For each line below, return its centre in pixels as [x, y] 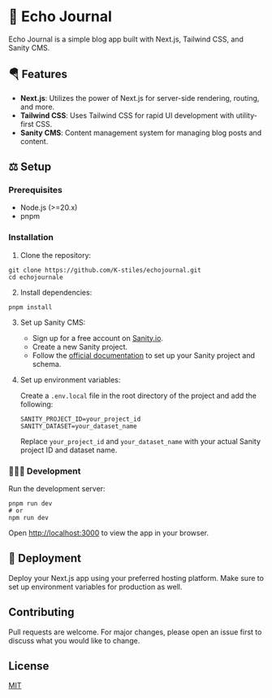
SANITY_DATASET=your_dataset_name [78, 426]
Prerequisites [35, 190]
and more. [37, 107]
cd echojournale [36, 277]
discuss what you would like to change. [74, 640]
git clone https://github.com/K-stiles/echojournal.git [105, 270]
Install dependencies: [56, 292]
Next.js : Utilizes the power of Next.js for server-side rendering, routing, [140, 98]
